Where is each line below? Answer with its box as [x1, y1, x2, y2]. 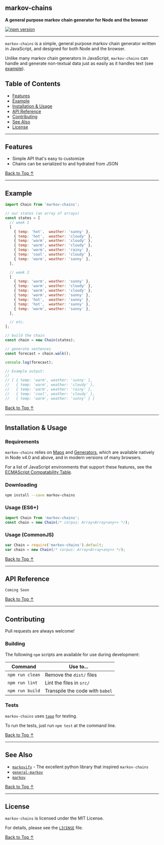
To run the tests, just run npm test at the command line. [5, 722, 116, 728]
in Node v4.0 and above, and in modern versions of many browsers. [5, 455, 142, 461]
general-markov [12, 770, 43, 775]
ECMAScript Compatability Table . [5, 469, 72, 475]
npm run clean [7, 672, 41, 678]
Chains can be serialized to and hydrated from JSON [12, 161, 119, 167]
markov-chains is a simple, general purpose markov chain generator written [5, 40, 156, 46]
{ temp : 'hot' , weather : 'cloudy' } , [14, 234, 93, 239]
